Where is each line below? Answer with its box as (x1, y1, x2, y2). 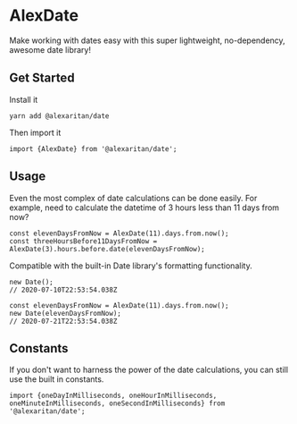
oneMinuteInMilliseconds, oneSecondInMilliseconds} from (9, 399, 226, 408)
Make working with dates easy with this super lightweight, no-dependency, (9, 35, 285, 46)
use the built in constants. (9, 374, 104, 385)
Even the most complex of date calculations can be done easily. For (9, 192, 258, 203)
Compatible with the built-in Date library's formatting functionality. (9, 260, 252, 271)
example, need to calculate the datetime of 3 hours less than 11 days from (9, 202, 279, 213)
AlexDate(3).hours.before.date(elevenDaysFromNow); (9, 244, 205, 253)
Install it (9, 94, 38, 105)
